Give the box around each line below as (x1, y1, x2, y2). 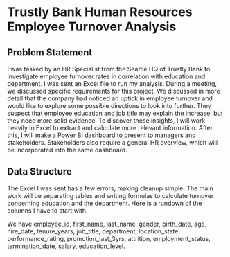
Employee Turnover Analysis (7, 19, 177, 35)
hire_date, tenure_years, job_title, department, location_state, (7, 227, 181, 236)
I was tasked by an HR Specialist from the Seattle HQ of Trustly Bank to (7, 65, 211, 73)
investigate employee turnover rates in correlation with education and (7, 72, 206, 80)
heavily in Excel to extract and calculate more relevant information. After (7, 124, 213, 132)
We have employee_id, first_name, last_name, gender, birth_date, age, (7, 220, 207, 228)
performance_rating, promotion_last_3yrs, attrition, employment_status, (7, 234, 211, 242)
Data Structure (7, 166, 73, 177)
